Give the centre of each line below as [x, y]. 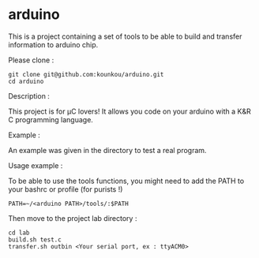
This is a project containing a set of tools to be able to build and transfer [125, 36]
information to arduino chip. [53, 44]
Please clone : [31, 60]
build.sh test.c [35, 239]
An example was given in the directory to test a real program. [107, 150]
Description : [29, 95]
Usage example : [36, 165]
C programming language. [51, 119]
